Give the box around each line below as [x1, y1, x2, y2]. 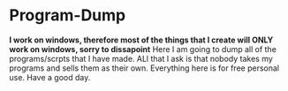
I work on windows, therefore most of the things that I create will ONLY [9, 34, 274, 45]
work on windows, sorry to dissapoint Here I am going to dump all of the [9, 43, 277, 54]
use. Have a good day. [9, 72, 91, 82]
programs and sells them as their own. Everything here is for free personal [9, 63, 280, 73]
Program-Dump [9, 5, 126, 26]
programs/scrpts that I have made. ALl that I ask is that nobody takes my [9, 53, 274, 64]
